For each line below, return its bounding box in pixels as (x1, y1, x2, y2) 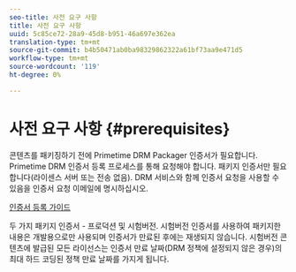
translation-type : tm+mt (9, 37, 101, 47)
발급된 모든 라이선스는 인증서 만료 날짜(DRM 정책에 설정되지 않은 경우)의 (32, 242, 283, 253)
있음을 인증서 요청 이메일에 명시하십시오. (9, 183, 148, 193)
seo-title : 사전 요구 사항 (9, 12, 97, 22)
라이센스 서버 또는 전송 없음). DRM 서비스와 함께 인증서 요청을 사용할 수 (33, 171, 280, 182)
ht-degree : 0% (9, 71, 62, 79)
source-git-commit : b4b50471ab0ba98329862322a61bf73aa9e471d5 (9, 46, 243, 55)
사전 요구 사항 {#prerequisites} (9, 118, 231, 139)
